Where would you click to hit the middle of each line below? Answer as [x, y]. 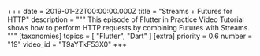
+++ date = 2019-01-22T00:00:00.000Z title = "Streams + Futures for [120, 11]
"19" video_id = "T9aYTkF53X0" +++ [67, 44]
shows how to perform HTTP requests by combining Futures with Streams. [128, 28]
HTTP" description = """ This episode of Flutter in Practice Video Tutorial [126, 19]
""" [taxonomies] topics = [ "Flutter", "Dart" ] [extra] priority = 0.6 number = [130, 36]
